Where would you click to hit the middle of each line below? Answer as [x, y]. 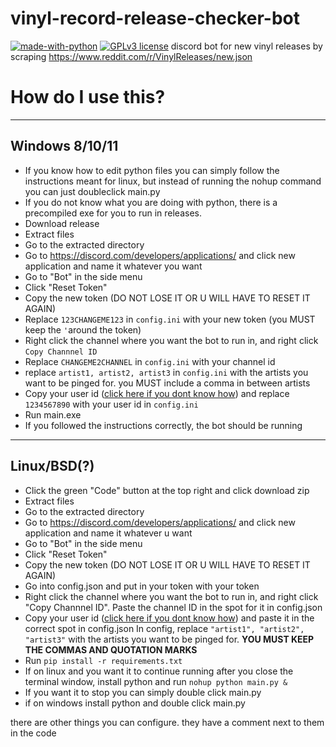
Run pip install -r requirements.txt [103, 660]
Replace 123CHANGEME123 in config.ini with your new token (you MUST [170, 319]
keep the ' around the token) [83, 329]
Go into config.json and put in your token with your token [142, 586]
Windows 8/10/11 [64, 146]
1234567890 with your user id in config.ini [111, 404]
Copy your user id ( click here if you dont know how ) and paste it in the [169, 618]
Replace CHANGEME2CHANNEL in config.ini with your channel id [150, 361]
